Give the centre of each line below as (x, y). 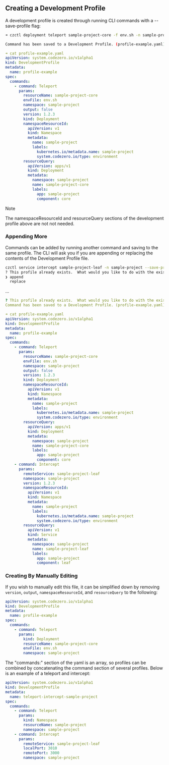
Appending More (26, 237)
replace (18, 282)
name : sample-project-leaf (60, 549)
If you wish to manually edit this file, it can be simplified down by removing (82, 587)
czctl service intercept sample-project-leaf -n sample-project (74, 267)
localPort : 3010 (40, 748)
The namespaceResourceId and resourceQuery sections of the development (84, 218)
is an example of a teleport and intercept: (48, 674)
